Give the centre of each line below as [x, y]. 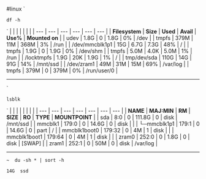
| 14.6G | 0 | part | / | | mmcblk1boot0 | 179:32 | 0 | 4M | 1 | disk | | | [90, 130]
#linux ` [16, 9]
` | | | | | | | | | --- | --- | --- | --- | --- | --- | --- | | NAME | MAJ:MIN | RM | [98, 111]
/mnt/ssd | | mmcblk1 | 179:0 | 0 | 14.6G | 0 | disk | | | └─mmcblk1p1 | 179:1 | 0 [103, 124]
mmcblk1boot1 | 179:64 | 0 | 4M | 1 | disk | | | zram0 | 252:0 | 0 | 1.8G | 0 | [98, 137]
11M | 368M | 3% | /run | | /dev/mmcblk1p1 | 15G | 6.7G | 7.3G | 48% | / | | [98, 44]
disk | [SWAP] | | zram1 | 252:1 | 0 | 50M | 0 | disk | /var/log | [82, 143]
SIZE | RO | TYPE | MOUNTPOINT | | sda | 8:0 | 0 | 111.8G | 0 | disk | [92, 117]
